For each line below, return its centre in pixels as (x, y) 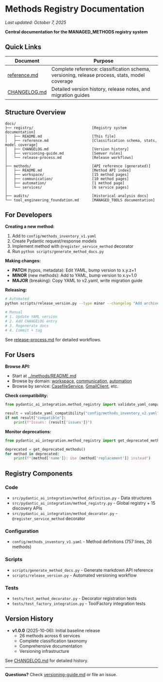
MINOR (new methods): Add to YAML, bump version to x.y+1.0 (74, 275)
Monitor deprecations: (28, 431)
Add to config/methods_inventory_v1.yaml (54, 236)
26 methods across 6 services (49, 635)
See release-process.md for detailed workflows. (53, 340)
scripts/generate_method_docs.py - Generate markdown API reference (83, 570)
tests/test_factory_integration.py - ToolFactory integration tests (79, 603)
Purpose (104, 61)
